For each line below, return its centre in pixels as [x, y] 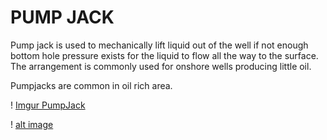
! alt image [32, 124]
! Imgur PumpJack [48, 105]
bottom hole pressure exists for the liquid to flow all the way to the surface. [164, 55]
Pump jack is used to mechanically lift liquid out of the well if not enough [159, 45]
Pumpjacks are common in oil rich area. [91, 85]
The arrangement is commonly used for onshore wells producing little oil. [161, 66]
